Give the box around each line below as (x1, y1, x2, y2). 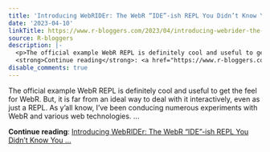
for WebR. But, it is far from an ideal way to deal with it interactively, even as (8, 94, 260, 104)
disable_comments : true (8, 64, 88, 72)
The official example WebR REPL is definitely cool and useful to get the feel (8, 86, 257, 95)
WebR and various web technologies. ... (8, 111, 140, 121)
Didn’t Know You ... (8, 135, 72, 145)
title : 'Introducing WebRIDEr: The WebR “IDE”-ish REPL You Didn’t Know (8, 11, 257, 20)
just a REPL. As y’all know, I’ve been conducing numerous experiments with (8, 102, 258, 112)
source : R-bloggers (8, 34, 74, 42)
